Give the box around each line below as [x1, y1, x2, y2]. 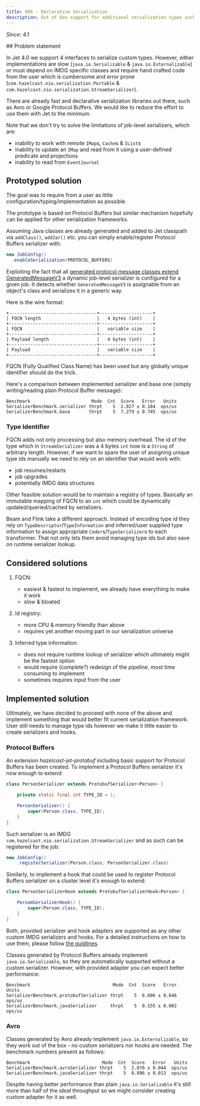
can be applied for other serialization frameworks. [6, 216, 129, 223]
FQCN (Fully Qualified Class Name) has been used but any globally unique [6, 363, 189, 370]
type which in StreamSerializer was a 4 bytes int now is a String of [6, 443, 174, 450]
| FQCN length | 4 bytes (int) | [6, 315, 156, 321]
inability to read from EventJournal [14, 158, 99, 166]
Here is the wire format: [6, 299, 64, 306]
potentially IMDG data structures [14, 479, 95, 487]
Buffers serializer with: [6, 240, 61, 247]
